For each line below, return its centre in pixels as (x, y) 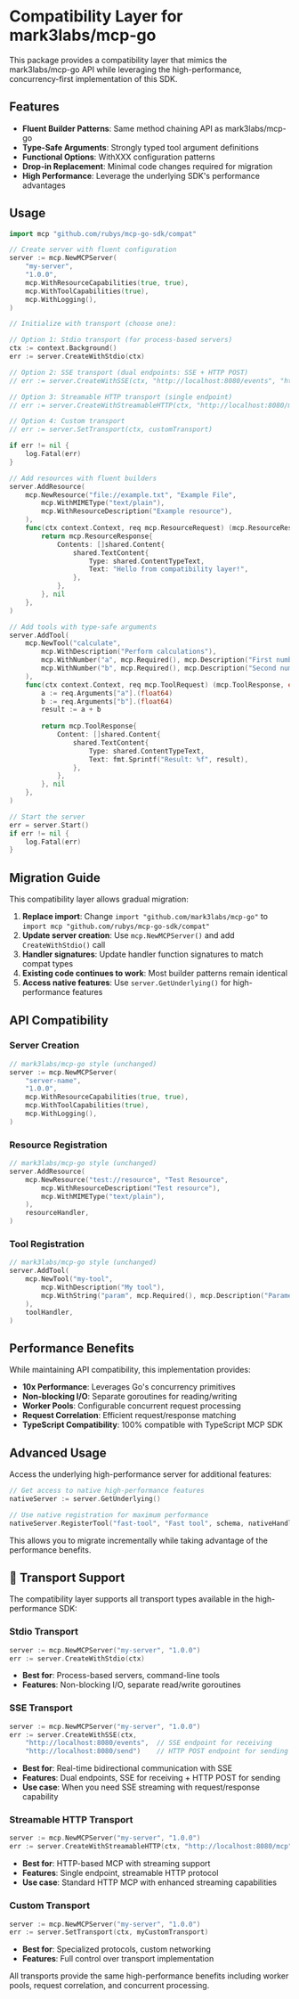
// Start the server (48, 817)
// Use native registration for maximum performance (109, 1515)
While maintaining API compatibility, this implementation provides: (130, 1370)
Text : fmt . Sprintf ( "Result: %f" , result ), (169, 759)
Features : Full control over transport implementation (118, 1959)
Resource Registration (58, 1145)
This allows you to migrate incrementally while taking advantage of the (139, 1540)
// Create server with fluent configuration (93, 250)
